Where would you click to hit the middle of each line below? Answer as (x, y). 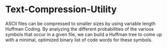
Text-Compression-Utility (61, 9)
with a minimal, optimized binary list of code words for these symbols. (79, 40)
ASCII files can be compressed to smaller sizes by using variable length (80, 23)
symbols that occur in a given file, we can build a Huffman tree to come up (84, 34)
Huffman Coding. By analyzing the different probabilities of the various (80, 29)
